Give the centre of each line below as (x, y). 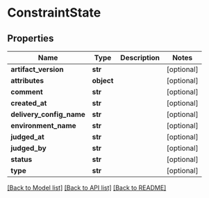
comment (27, 92)
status (22, 159)
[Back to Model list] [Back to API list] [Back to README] (87, 188)
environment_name (43, 126)
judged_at (28, 137)
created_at (29, 103)
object (103, 81)
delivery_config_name (48, 114)
